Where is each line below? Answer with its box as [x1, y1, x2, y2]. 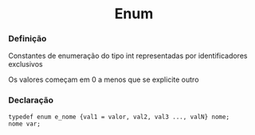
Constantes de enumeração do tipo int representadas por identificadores [8, 51, 248, 60]
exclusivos [8, 60, 44, 69]
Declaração [8, 94, 54, 106]
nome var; [8, 120, 41, 128]
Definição [8, 33, 47, 44]
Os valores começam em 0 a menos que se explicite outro [8, 75, 199, 84]
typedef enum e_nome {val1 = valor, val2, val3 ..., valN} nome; [8, 113, 229, 121]
